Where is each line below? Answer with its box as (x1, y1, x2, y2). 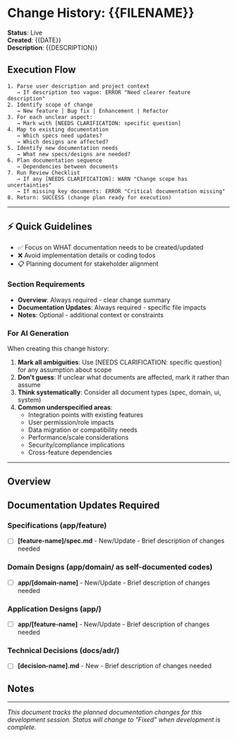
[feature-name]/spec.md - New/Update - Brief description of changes (17, 537, 225, 545)
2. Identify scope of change (7, 101, 93, 108)
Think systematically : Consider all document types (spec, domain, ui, (17, 388, 221, 397)
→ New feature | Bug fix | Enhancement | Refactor (16, 107, 169, 115)
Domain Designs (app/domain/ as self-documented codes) (7, 562, 213, 572)
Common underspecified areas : (17, 403, 113, 411)
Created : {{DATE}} (7, 35, 61, 44)
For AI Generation (7, 328, 69, 338)
